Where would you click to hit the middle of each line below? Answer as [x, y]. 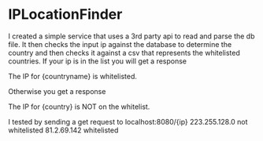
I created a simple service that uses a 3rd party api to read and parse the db [131, 36]
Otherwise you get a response [57, 91]
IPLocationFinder [65, 14]
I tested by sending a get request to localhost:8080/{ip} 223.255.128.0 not [128, 121]
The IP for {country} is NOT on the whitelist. [79, 107]
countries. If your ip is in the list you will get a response [98, 61]
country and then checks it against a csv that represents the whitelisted [124, 52]
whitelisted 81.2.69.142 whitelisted [63, 130]
